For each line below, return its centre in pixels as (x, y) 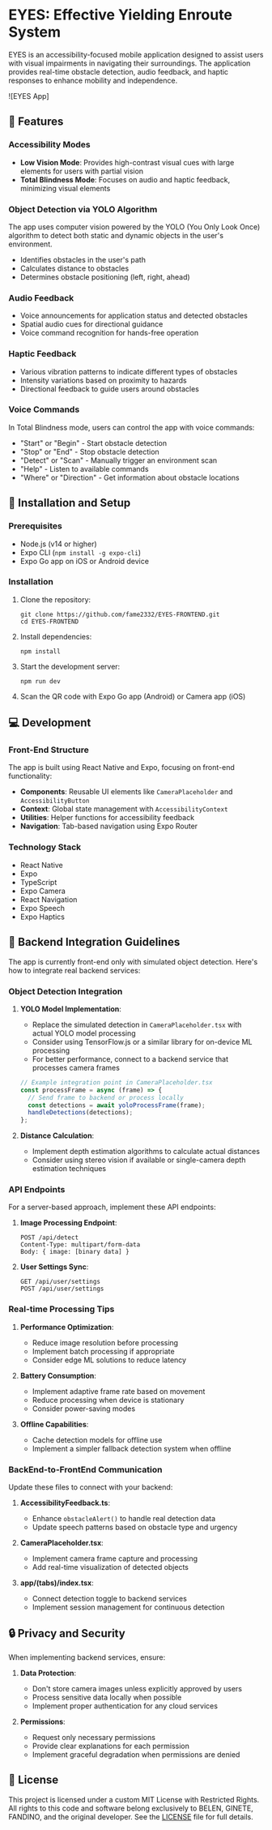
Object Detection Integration (66, 991)
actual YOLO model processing (84, 1033)
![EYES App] (29, 96)
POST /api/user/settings (62, 1289)
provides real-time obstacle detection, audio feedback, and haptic (119, 71)
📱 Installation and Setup (70, 503)
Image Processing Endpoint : (68, 1223)
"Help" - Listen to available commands (84, 468)
